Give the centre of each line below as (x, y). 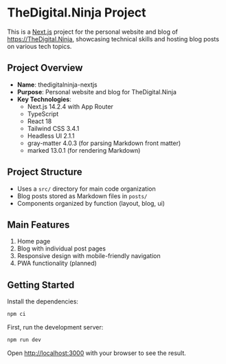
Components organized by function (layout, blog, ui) (91, 203)
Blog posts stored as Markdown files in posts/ (82, 196)
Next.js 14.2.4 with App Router (70, 106)
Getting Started (41, 285)
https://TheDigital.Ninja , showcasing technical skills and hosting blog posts (113, 39)
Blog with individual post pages (61, 248)
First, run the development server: (55, 328)
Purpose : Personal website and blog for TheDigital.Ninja (97, 92)
